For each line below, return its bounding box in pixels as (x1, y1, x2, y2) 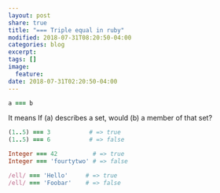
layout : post (8, 11, 51, 20)
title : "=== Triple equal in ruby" (8, 26, 125, 34)
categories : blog (8, 41, 65, 49)
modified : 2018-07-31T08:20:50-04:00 (8, 33, 132, 42)
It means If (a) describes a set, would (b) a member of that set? (8, 113, 213, 123)
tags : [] (8, 56, 37, 64)
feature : (15, 70, 44, 78)
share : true (8, 19, 47, 27)
